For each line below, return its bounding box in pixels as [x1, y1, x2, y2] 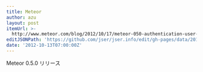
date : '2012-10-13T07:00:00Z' [6, 43, 83, 49]
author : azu [6, 14, 36, 20]
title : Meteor [6, 8, 42, 15]
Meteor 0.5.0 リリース [6, 59, 61, 67]
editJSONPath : [6, 37, 42, 43]
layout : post [6, 20, 39, 26]
